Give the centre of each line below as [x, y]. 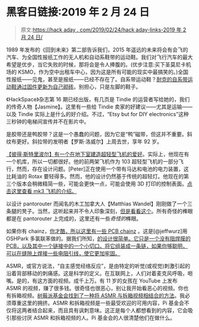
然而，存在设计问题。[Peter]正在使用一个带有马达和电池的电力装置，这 [103, 169]
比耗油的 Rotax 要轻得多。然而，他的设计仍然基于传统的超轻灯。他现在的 [95, 176]
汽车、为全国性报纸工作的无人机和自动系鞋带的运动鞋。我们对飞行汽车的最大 [99, 57]
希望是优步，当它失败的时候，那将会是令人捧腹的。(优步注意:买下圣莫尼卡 [96, 64]
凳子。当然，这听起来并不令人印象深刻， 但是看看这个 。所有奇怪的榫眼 [107, 211]
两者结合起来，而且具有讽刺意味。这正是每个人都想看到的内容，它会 [105, 310]
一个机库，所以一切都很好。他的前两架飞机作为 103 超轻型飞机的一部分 [92, 161]
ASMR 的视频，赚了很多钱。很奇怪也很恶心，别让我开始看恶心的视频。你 [95, 288]
